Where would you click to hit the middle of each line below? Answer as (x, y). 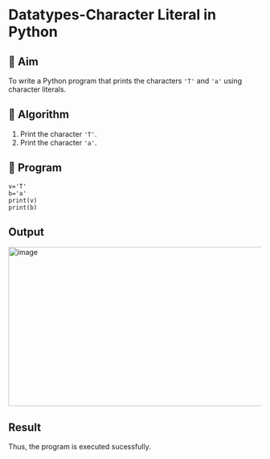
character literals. (37, 89)
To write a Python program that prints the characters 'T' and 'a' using (125, 81)
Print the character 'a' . (58, 142)
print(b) (23, 207)
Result (25, 427)
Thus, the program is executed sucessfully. (80, 447)
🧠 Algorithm (39, 115)
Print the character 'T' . (58, 133)
